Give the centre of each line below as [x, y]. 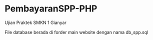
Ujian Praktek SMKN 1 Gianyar [36, 22]
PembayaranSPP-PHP [51, 9]
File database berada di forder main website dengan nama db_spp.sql [76, 32]
